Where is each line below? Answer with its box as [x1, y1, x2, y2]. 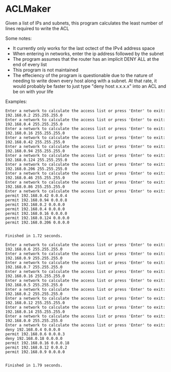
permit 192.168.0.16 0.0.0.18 [5, 340, 70, 345]
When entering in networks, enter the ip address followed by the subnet [12, 51, 164, 57]
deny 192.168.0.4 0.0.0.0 [5, 327, 60, 332]
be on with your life [12, 88, 54, 94]
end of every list [12, 61, 47, 67]
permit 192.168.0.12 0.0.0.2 [5, 345, 67, 350]
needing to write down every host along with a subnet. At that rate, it [12, 78, 157, 84]
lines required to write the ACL [5, 25, 69, 31]
